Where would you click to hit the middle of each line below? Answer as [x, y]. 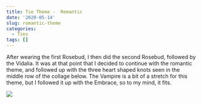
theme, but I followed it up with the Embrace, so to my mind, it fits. [89, 83]
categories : [21, 29]
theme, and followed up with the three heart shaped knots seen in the [93, 70]
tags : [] [17, 40]
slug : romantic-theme [34, 23]
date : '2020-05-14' [31, 17]
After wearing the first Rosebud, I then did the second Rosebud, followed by [101, 57]
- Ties [20, 34]
